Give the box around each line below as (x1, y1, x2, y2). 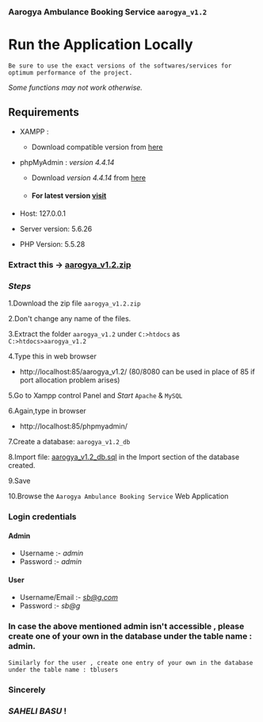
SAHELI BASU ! (8, 705, 67, 716)
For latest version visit (31, 191, 107, 201)
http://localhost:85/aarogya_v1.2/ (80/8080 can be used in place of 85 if (19, 367, 255, 377)
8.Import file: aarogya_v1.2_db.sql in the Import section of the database (8, 452, 240, 462)
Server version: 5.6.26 (19, 224, 93, 233)
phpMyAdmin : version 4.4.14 (19, 157, 115, 167)
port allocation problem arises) (19, 375, 120, 385)
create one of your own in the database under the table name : (8, 631, 252, 642)
